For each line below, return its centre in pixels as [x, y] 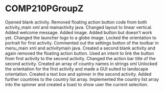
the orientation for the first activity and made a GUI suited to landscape [77, 69]
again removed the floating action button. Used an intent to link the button [80, 53]
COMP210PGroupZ [44, 9]
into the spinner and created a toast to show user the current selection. [77, 84]
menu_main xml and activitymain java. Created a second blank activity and [80, 48]
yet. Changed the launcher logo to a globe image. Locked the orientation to [81, 38]
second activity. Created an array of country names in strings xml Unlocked [81, 64]
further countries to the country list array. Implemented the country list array [82, 79]
